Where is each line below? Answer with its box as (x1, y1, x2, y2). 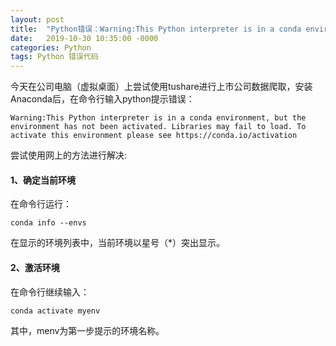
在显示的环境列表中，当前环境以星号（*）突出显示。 (10, 237, 226, 249)
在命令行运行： (10, 198, 72, 210)
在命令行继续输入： (10, 286, 90, 298)
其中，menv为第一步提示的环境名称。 (10, 324, 165, 336)
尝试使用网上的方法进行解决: (10, 149, 128, 161)
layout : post (10, 14, 65, 25)
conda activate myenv (10, 306, 101, 316)
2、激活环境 (10, 261, 60, 273)
